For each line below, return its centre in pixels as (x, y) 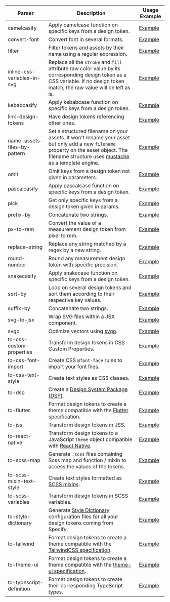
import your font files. (74, 367)
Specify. (58, 529)
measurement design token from (87, 229)
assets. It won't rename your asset (89, 137)
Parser (26, 13)
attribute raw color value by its (84, 69)
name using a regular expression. (88, 54)
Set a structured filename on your (88, 131)
